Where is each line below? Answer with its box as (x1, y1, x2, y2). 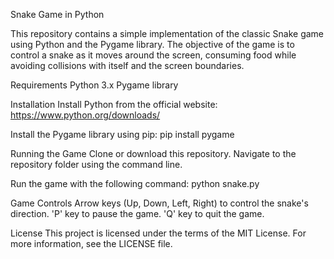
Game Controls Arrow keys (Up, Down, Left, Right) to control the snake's (10, 197, 309, 209)
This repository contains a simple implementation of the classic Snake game (10, 28, 325, 39)
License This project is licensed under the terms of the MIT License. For (10, 227, 307, 239)
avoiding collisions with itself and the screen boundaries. (10, 60, 245, 71)
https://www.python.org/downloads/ (10, 109, 161, 121)
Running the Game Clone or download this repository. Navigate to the (10, 148, 297, 159)
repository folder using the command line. (10, 159, 183, 170)
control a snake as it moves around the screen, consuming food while (10, 49, 297, 61)
